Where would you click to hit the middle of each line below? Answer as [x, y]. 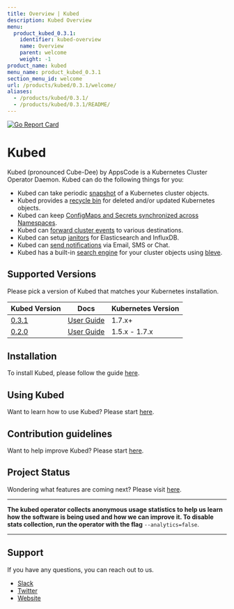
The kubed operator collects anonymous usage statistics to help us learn [115, 509]
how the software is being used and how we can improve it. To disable [110, 517]
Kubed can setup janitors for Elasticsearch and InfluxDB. [98, 237]
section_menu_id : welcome [45, 79]
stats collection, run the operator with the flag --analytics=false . [103, 524]
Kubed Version [36, 308]
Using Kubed [36, 395]
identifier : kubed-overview [60, 40]
